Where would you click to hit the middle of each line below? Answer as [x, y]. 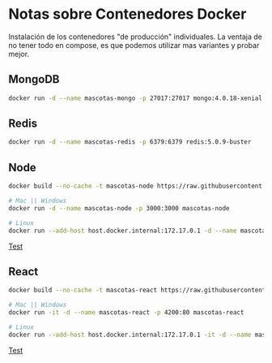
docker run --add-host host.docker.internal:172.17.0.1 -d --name [123, 231]
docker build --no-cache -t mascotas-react [83, 290]
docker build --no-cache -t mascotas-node [81, 186]
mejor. [19, 54]
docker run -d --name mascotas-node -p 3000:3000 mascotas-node [119, 208]
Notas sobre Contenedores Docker [127, 14]
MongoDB [34, 79]
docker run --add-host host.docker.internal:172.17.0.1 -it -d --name [130, 335]
